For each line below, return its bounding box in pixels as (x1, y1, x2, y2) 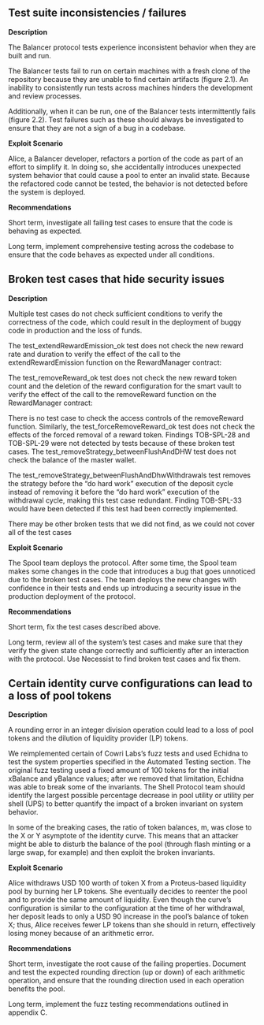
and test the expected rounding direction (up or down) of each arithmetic (8, 967, 246, 977)
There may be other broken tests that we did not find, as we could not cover (8, 519, 255, 529)
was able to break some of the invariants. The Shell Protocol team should (8, 782, 246, 792)
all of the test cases (8, 527, 73, 537)
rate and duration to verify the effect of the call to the (8, 349, 181, 358)
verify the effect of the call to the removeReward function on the (8, 389, 217, 399)
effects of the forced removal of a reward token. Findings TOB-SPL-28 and (8, 429, 251, 440)
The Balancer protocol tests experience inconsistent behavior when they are (8, 43, 256, 52)
